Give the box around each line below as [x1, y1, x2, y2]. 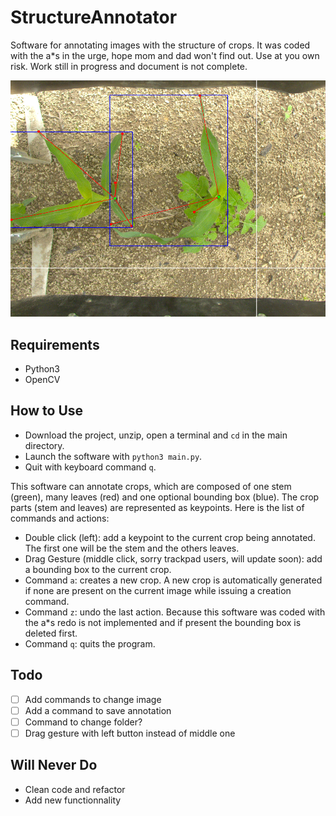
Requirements [10, 336, 100, 353]
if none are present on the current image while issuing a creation [24, 584, 292, 596]
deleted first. [24, 627, 78, 639]
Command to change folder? [24, 716, 143, 728]
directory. [24, 439, 65, 451]
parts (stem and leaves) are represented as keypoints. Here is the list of [10, 501, 305, 513]
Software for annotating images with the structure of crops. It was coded [10, 39, 311, 51]
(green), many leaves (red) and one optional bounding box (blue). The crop [10, 491, 320, 503]
